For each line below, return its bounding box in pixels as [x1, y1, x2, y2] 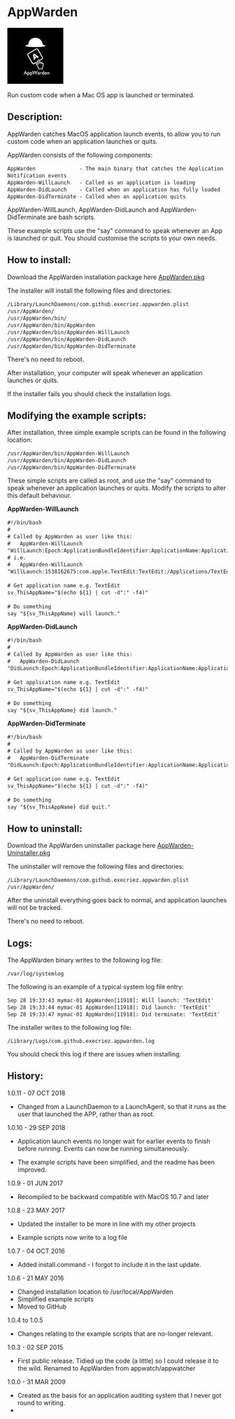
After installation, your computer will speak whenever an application [7, 368, 203, 377]
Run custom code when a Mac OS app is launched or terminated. [7, 90, 195, 99]
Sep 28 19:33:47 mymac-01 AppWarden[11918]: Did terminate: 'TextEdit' [7, 1011, 220, 1018]
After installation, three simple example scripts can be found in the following [7, 428, 226, 437]
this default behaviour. [7, 491, 72, 500]
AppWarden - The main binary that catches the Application [7, 165, 224, 172]
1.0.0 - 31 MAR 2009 [7, 1377, 66, 1386]
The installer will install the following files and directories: [7, 286, 173, 295]
